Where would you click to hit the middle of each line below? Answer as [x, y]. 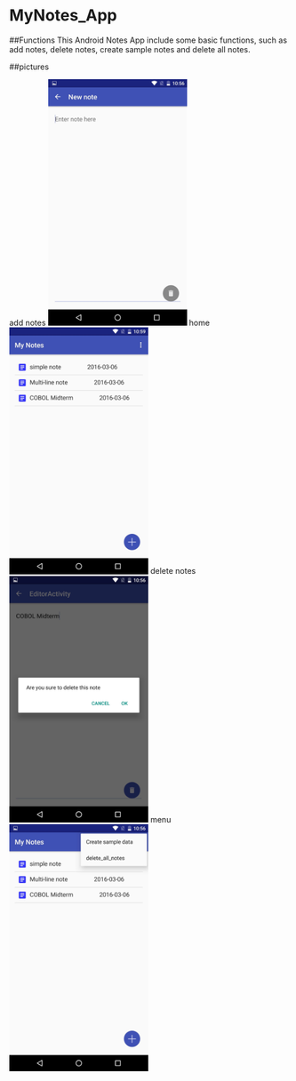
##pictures [29, 67]
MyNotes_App [63, 16]
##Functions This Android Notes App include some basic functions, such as [148, 40]
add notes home [110, 323]
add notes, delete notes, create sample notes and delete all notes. [130, 49]
